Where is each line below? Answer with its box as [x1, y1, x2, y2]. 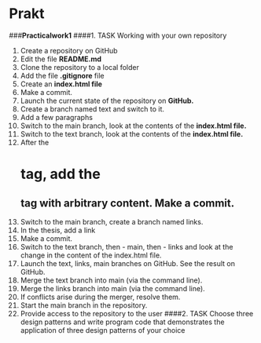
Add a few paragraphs [20, 112, 94, 122]
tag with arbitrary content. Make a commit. [20, 196, 235, 210]
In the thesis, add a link [20, 225, 96, 235]
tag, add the [20, 166, 101, 183]
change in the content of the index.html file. [20, 250, 162, 260]
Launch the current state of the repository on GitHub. [20, 96, 194, 105]
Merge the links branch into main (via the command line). [20, 283, 205, 293]
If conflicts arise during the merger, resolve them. [20, 292, 181, 301]
